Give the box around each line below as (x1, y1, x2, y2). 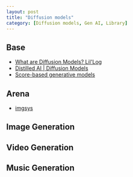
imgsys (14, 105, 33, 111)
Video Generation (6, 142, 74, 152)
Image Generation (6, 122, 75, 132)
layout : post (6, 8, 39, 15)
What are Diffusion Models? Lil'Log (14, 58, 102, 66)
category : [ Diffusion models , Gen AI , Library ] (6, 20, 128, 26)
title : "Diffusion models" (6, 14, 74, 20)
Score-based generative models (14, 71, 95, 78)
